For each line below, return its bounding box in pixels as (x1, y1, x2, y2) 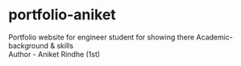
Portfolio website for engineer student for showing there (8, 32, 195, 42)
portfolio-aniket (8, 6, 117, 24)
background (8, 40, 49, 50)
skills (56, 40, 74, 50)
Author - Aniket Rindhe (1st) (8, 49, 101, 59)
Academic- (196, 32, 234, 42)
